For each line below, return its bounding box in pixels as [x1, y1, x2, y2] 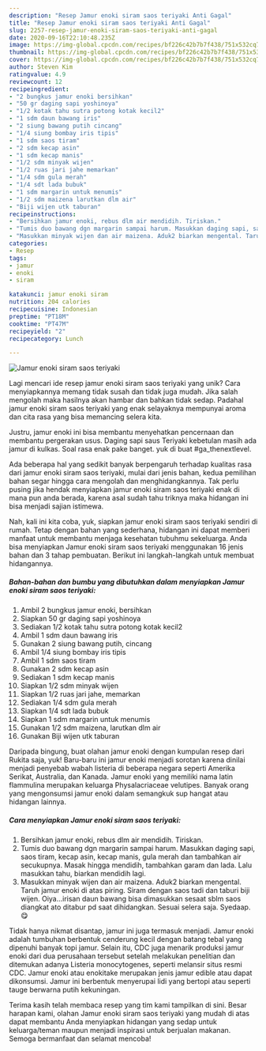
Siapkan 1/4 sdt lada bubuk [20, 706, 109, 716]
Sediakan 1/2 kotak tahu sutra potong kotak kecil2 [20, 622, 183, 632]
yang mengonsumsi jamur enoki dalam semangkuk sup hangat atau [9, 788, 229, 799]
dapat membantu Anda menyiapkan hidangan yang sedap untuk [9, 1017, 218, 1026]
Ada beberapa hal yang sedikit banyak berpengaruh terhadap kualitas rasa [9, 459, 252, 469]
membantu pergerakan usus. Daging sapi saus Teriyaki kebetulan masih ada [9, 436, 257, 445]
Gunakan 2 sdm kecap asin [20, 664, 109, 674]
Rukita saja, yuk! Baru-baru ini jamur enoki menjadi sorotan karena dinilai [9, 755, 245, 765]
